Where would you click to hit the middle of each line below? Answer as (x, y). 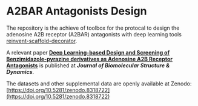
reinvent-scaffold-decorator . (42, 41)
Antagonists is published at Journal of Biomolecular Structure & (88, 65)
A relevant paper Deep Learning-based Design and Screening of (88, 52)
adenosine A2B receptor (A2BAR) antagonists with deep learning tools (94, 34)
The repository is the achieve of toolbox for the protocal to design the (93, 28)
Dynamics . (20, 71)
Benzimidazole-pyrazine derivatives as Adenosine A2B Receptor (89, 59)
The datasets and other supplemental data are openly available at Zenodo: (99, 84)
